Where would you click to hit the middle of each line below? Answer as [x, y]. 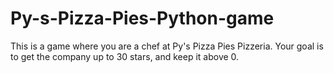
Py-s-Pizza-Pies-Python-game [142, 18]
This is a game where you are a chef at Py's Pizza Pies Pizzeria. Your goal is [167, 46]
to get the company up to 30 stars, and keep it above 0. [125, 56]
